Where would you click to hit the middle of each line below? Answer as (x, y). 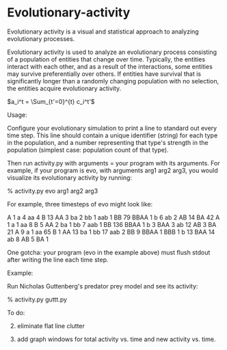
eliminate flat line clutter (51, 325)
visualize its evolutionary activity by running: (69, 177)
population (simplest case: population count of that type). (88, 150)
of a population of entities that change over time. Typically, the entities (106, 59)
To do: (16, 312)
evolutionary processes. (41, 38)
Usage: (17, 115)
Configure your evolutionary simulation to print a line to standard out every (112, 128)
